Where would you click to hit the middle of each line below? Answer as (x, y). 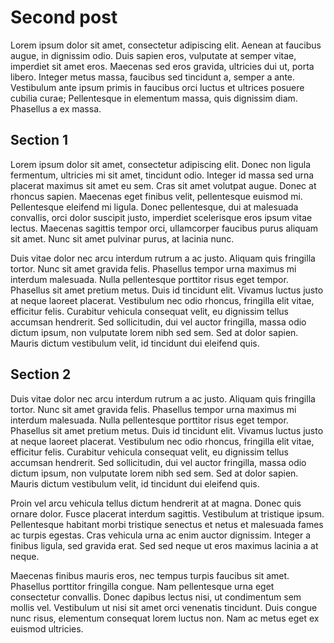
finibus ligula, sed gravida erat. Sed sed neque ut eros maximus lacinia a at (164, 545)
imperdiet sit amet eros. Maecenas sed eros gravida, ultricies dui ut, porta (162, 66)
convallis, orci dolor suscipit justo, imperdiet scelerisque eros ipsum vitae (161, 217)
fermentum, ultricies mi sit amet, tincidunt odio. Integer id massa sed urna (162, 175)
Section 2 (41, 374)
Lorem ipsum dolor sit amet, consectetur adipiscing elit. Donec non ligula (161, 164)
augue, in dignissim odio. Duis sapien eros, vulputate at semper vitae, (153, 55)
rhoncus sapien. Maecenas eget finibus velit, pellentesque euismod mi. (156, 196)
